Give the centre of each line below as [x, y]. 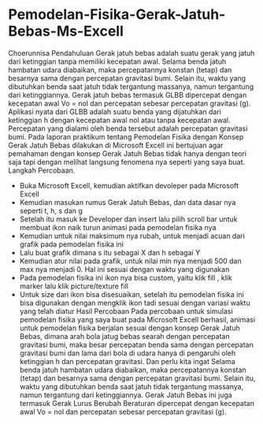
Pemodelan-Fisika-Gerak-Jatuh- [117, 15]
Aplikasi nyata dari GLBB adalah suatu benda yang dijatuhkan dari [115, 111]
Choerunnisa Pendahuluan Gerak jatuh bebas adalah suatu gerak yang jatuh [131, 53]
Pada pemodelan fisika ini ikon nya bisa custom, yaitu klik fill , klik [126, 277]
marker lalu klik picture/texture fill [74, 286]
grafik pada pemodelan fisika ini [72, 244]
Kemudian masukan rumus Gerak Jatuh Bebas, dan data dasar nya [128, 202]
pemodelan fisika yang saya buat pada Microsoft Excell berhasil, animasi [137, 319]
